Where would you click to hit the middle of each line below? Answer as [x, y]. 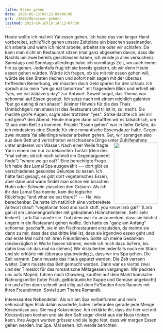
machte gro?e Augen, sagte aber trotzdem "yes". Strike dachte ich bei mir [79, 114]
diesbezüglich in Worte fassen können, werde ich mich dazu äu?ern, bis [77, 244]
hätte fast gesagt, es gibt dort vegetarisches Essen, [57, 176]
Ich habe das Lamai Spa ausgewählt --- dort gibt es [57, 166]
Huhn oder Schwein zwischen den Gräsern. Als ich [56, 187]
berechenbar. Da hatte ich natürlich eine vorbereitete [58, 202]
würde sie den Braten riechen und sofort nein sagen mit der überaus [73, 78]
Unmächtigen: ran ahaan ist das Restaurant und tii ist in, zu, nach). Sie [75, 109]
